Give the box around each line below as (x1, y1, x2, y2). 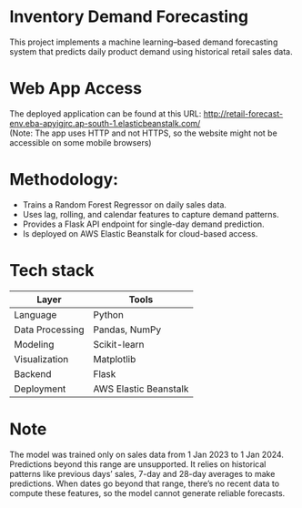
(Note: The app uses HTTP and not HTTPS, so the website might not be (9, 127, 277, 138)
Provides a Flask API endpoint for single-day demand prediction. (22, 218, 266, 229)
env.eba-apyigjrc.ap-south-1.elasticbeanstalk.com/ (9, 117, 201, 128)
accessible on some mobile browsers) (9, 137, 152, 147)
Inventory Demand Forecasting (9, 6, 248, 27)
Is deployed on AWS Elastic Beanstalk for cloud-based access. (22, 228, 258, 239)
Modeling (14, 338, 55, 351)
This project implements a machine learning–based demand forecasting (9, 36, 278, 47)
